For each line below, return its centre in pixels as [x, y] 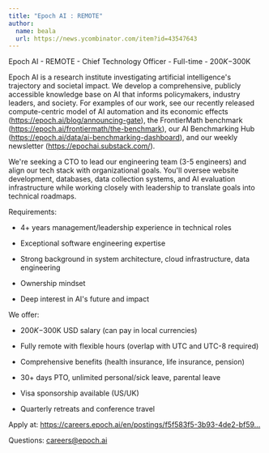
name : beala [36, 31]
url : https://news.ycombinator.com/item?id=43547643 [107, 38]
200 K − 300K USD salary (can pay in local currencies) [109, 331]
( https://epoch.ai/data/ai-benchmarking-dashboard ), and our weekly [123, 138]
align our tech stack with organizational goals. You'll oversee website [124, 170]
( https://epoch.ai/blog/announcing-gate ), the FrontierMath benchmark [126, 120]
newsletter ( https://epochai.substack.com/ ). [82, 146]
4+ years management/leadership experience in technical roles [126, 228]
